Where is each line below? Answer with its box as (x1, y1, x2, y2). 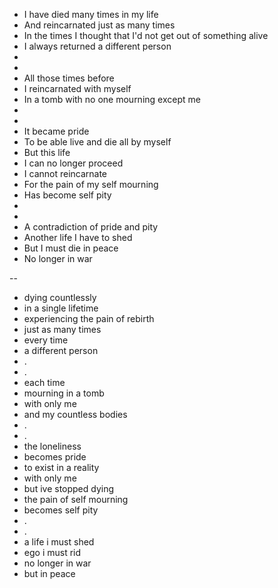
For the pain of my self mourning (23, 179, 159, 190)
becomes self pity (23, 504, 99, 516)
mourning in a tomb (23, 387, 105, 399)
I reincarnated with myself (23, 83, 132, 94)
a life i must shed (23, 536, 95, 548)
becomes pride (23, 451, 87, 463)
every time (23, 334, 69, 346)
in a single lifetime (23, 302, 99, 314)
